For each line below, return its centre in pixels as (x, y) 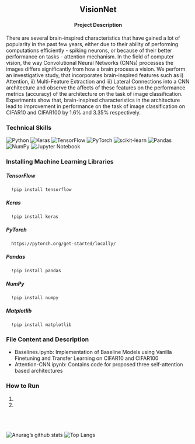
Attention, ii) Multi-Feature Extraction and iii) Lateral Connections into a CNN (98, 81)
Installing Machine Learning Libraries (60, 162)
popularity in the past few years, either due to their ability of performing (92, 44)
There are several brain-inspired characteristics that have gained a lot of (93, 38)
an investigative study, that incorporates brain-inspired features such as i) (95, 75)
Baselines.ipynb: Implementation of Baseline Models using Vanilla (93, 352)
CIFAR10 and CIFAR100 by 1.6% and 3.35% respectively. (74, 112)
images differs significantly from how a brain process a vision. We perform (96, 69)
